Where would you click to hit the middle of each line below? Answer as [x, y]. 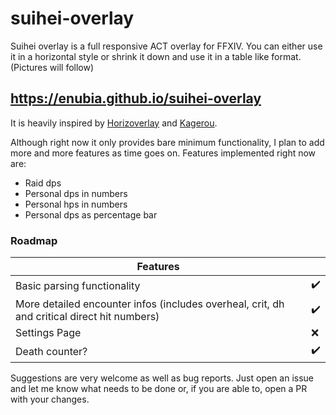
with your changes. [50, 399]
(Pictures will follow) [52, 67]
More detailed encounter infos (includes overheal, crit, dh [150, 304]
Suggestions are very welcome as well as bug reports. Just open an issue [162, 378]
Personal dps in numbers [76, 193]
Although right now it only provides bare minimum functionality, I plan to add [167, 142]
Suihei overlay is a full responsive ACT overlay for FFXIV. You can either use [166, 46]
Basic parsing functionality [78, 285]
